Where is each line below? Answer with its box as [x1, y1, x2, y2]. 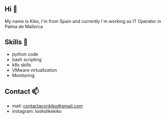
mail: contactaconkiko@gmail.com [11, 103, 83, 109]
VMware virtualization [11, 67, 57, 73]
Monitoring [11, 72, 34, 78]
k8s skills [11, 62, 31, 68]
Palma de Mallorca [4, 23, 43, 29]
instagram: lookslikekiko [11, 108, 62, 115]
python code [11, 51, 38, 57]
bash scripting [11, 56, 42, 62]
